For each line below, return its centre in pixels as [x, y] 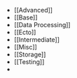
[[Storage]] [30, 54]
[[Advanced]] [33, 10]
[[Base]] [26, 17]
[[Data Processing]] [42, 25]
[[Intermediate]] [37, 40]
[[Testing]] [29, 62]
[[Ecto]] [25, 32]
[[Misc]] [25, 47]
